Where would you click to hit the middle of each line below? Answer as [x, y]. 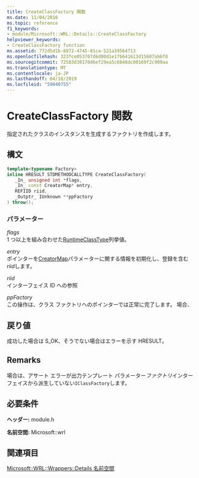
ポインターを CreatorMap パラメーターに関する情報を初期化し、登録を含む [98, 259]
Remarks [24, 360]
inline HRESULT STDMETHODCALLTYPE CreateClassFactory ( [77, 174]
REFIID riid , [31, 191]
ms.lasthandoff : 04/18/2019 [42, 79]
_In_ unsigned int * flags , [49, 180]
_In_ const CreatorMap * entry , [54, 186]
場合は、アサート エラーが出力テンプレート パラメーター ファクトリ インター [100, 375]
